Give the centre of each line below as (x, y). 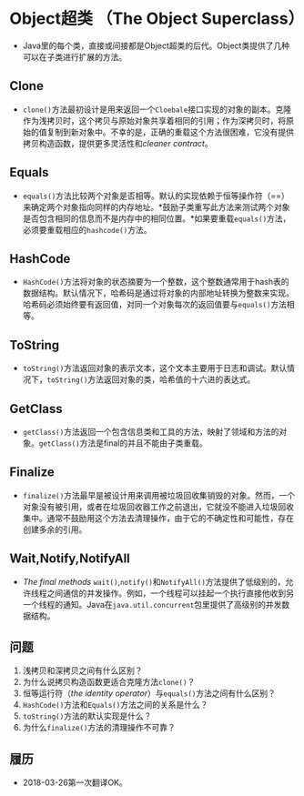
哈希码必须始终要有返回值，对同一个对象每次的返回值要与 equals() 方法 (155, 305)
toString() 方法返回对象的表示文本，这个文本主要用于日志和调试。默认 (155, 368)
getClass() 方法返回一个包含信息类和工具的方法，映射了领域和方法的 (151, 432)
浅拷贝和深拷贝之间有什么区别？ (82, 670)
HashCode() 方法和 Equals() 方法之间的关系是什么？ (115, 705)
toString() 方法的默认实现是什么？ (87, 716)
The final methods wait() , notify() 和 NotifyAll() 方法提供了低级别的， (154, 581)
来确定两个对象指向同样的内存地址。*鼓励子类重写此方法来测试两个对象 (156, 207)
